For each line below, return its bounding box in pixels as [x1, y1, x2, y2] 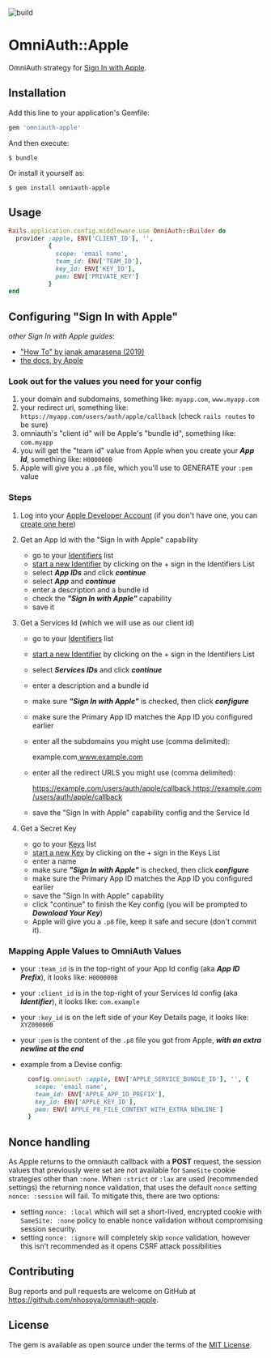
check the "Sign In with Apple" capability [32, 593, 172, 603]
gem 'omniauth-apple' [8, 123, 82, 131]
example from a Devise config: [19, 1060, 123, 1070]
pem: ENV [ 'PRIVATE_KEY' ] [55, 272, 139, 280]
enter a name [32, 856, 77, 866]
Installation [8, 86, 66, 100]
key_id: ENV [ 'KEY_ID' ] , [55, 264, 136, 273]
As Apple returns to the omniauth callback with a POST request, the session [8, 1157, 261, 1167]
